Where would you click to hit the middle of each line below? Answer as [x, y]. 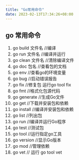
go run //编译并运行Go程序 [39, 122]
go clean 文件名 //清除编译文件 [43, 60]
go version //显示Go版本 [37, 140]
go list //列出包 [27, 115]
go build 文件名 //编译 [34, 48]
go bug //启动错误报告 [35, 79]
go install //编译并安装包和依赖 [43, 109]
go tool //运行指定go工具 [37, 134]
